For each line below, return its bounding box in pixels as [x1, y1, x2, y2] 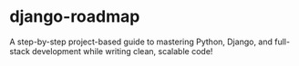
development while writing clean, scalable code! [31, 45, 213, 56]
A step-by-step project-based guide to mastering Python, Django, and [9, 36, 273, 47]
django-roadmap [9, 6, 140, 27]
